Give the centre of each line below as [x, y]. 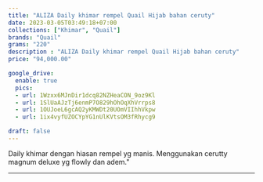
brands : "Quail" [34, 37]
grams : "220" [29, 45]
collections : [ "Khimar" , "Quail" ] [65, 30]
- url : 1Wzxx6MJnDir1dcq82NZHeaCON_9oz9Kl [85, 95]
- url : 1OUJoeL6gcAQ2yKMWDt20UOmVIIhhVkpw [85, 110]
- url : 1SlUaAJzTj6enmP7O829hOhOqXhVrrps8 [85, 103]
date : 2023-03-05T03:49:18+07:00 [63, 23]
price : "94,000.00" [40, 60]
